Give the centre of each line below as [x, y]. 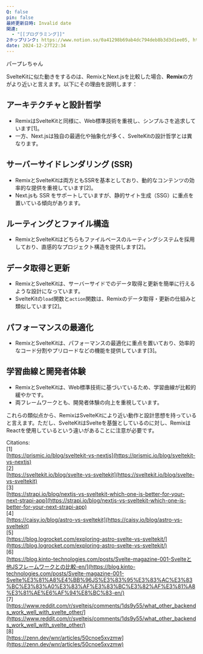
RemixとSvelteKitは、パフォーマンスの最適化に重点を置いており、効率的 [105, 343]
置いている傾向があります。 [49, 203]
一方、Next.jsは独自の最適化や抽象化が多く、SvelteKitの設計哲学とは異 [104, 136]
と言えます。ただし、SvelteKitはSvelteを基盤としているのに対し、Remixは [98, 423]
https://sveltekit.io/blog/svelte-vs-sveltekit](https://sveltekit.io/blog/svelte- [101, 474]
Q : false [17, 12]
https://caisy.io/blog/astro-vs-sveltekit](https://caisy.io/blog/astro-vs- [95, 520]
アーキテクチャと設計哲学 [54, 105]
